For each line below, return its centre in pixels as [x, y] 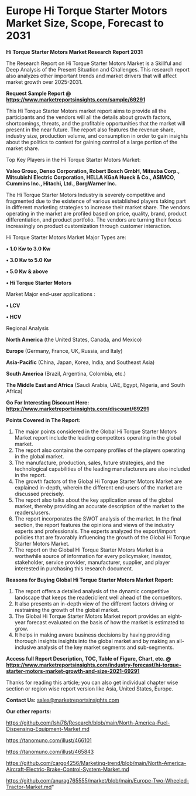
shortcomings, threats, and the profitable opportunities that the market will [96, 123]
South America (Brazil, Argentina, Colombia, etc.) [66, 373]
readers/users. [32, 512]
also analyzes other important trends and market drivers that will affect [92, 76]
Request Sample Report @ [39, 93]
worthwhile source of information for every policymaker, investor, [93, 556]
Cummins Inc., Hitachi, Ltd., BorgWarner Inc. [61, 183]
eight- [175, 616]
